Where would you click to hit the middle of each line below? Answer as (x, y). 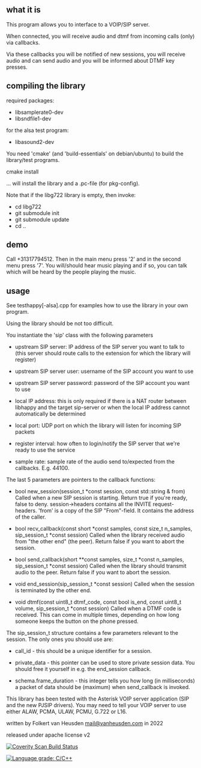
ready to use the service (45, 450)
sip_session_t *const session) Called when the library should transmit (101, 566)
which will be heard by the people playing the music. (71, 272)
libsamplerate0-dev (39, 112)
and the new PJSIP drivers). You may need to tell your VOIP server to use (96, 705)
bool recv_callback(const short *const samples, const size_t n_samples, (103, 529)
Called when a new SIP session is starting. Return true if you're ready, (101, 498)
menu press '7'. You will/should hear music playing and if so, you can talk (97, 266)
